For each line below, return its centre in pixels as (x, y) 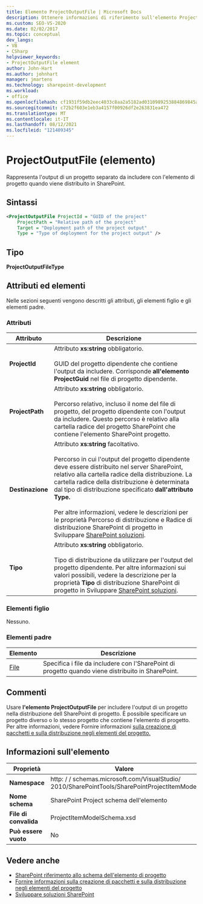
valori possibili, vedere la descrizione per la (115, 575)
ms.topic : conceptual (34, 35)
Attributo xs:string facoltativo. (97, 444)
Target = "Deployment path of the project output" (82, 228)
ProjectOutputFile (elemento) (81, 160)
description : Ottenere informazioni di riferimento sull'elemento (92, 18)
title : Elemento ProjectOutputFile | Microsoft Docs (74, 12)
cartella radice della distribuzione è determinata (121, 482)
